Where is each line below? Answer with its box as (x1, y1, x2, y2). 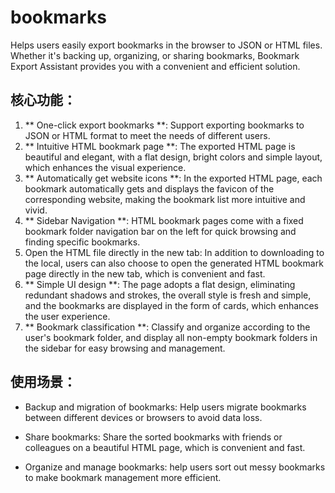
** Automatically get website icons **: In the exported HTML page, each (24, 172, 323, 184)
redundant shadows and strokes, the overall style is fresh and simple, (24, 289, 312, 301)
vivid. (24, 204, 48, 216)
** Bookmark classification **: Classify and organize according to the (24, 321, 311, 333)
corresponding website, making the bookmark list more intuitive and (24, 193, 306, 205)
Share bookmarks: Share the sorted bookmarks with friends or (24, 431, 283, 443)
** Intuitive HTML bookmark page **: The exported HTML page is (24, 140, 296, 152)
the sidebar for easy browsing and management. (24, 342, 226, 354)
